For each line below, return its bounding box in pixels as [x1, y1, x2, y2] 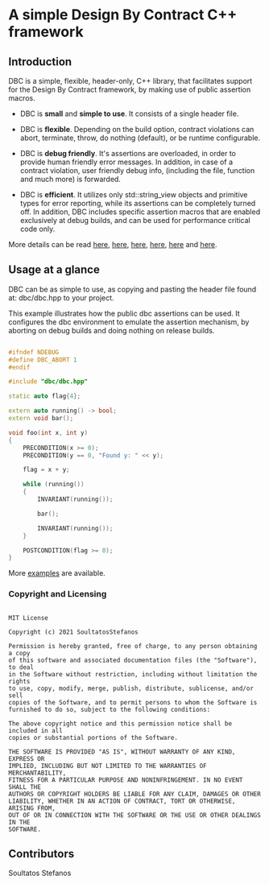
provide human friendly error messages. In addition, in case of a [19, 157, 234, 167]
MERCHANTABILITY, [8, 769, 67, 777]
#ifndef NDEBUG [8, 348, 60, 356]
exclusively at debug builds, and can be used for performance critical [19, 216, 251, 225]
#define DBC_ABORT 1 [8, 356, 78, 364]
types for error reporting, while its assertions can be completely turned [19, 199, 256, 208]
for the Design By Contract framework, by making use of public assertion [8, 85, 251, 94]
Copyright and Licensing [8, 589, 107, 600]
